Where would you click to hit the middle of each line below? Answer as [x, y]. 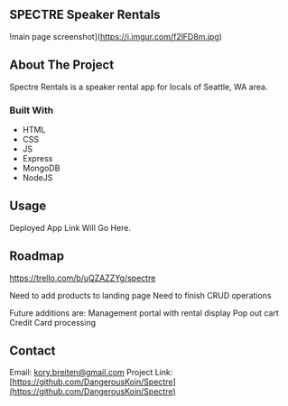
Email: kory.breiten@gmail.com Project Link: [91, 373]
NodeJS [37, 177]
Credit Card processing [53, 322]
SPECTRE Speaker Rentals [85, 15]
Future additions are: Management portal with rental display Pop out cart [144, 313]
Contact [33, 351]
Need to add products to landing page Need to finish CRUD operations [141, 295]
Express [37, 158]
